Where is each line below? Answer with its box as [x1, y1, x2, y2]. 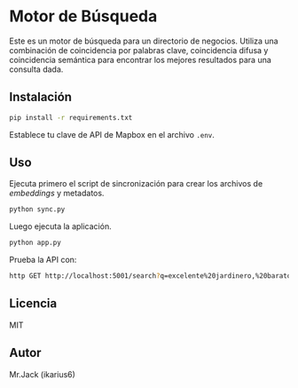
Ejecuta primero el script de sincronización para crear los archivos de [9, 178, 263, 189]
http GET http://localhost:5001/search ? [9, 272, 161, 281]
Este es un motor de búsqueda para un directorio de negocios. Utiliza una [9, 36, 278, 46]
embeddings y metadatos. [9, 188, 105, 199]
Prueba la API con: [9, 255, 77, 265]
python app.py [9, 238, 62, 248]
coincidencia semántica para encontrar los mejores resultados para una [9, 54, 272, 65]
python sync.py [9, 205, 66, 214]
